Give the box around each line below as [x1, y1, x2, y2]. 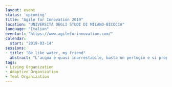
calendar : [5, 36, 27, 41]
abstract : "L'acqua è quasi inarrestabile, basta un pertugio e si [10, 55, 157, 60]
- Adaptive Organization [5, 70, 58, 75]
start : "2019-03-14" [10, 41, 54, 46]
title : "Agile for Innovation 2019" [5, 17, 83, 22]
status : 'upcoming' [5, 12, 47, 17]
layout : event [5, 7, 36, 13]
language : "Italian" [5, 27, 50, 32]
